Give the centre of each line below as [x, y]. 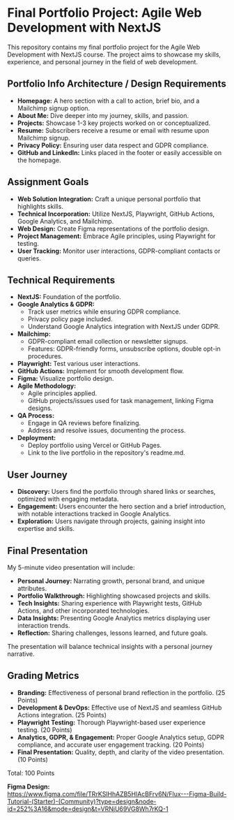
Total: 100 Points [31, 773]
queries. [29, 258]
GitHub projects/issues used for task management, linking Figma [120, 401]
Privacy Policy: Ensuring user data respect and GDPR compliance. [113, 145]
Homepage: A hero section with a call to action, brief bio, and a [108, 101]
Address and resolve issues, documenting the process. [107, 430]
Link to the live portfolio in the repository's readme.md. [107, 453]
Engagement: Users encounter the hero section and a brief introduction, [122, 506]
